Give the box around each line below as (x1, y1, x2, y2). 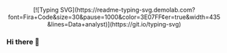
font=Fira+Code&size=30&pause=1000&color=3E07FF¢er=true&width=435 (8, 13, 221, 21)
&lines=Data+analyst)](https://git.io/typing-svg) (46, 20, 182, 28)
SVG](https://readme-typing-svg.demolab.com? (59, 6, 196, 14)
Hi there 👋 (6, 37, 40, 46)
